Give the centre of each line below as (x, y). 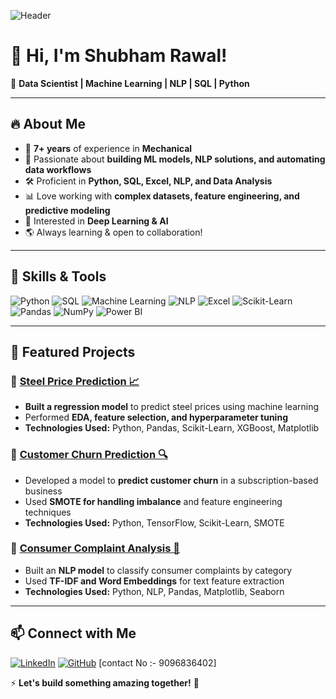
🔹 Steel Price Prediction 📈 (75, 381)
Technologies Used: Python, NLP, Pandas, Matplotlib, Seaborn (154, 591)
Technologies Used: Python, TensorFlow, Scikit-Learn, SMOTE (154, 522)
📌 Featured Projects (73, 351)
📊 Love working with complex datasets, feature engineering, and (162, 196)
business (43, 491)
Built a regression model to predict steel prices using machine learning (172, 407)
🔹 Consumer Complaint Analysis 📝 (95, 548)
